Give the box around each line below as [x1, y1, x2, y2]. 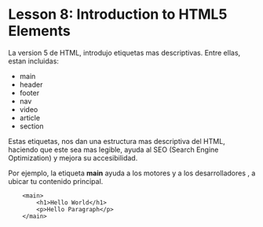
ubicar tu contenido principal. [8, 176, 104, 186]
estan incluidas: [8, 56, 59, 66]
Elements [8, 22, 71, 40]
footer [19, 88, 40, 97]
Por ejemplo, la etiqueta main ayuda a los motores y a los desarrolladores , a [8, 168, 256, 178]
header [19, 80, 43, 89]
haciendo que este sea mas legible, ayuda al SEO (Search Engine [8, 145, 219, 154]
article [19, 113, 41, 122]
